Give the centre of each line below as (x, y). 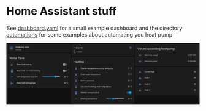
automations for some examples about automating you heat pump (90, 34)
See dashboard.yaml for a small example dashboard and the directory (94, 28)
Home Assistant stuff (62, 11)
